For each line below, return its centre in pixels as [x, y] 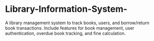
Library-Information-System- [66, 9]
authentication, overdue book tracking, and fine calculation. [65, 33]
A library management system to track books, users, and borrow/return [77, 23]
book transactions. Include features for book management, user [70, 28]
